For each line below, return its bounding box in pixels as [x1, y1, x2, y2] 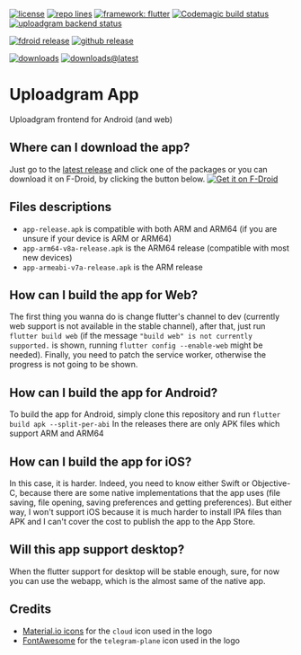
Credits [9, 602, 52, 617]
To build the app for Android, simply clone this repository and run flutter [9, 409, 281, 420]
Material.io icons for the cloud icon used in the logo [22, 625, 213, 636]
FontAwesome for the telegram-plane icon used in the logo [22, 634, 241, 646]
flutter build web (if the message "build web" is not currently [9, 331, 253, 341]
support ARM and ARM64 [9, 428, 105, 439]
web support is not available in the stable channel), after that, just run [9, 321, 266, 332]
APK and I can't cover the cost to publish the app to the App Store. [9, 517, 256, 527]
